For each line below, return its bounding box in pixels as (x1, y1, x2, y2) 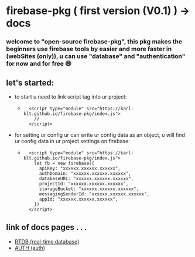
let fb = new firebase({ (34, 160, 95, 166)
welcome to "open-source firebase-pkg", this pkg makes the (6, 38, 183, 46)
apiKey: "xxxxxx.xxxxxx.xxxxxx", (39, 165, 121, 171)
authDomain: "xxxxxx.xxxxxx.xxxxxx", (39, 170, 132, 177)
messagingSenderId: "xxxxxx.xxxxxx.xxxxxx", (39, 191, 150, 197)
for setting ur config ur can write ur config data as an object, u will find (14, 131, 186, 138)
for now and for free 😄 (6, 60, 72, 68)
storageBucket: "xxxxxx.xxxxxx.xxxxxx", (39, 186, 139, 192)
